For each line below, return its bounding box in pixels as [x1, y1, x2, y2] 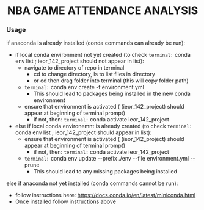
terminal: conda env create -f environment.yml [24, 84, 145, 91]
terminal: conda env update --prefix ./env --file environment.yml [24, 155, 189, 162]
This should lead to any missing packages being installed [33, 168, 178, 175]
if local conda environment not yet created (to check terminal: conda [15, 51, 191, 59]
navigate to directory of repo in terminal [24, 64, 125, 71]
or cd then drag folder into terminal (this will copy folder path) [33, 77, 189, 84]
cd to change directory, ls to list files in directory [33, 71, 156, 78]
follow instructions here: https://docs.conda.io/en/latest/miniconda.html [15, 192, 196, 199]
